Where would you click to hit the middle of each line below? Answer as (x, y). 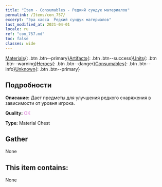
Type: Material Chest (28, 123)
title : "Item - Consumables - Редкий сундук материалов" (68, 10)
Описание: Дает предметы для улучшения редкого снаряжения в (78, 98)
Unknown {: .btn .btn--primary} (48, 69)
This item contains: (37, 167)
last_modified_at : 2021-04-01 (38, 24)
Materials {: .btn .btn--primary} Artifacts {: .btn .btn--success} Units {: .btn (81, 58)
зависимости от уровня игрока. (40, 103)
